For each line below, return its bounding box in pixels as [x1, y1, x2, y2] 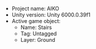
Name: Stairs [20, 24, 52, 31]
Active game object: [11, 18, 61, 24]
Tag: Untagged [20, 30, 57, 37]
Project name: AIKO [11, 5, 59, 12]
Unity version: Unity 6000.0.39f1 [11, 11, 91, 18]
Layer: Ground [20, 37, 56, 43]
